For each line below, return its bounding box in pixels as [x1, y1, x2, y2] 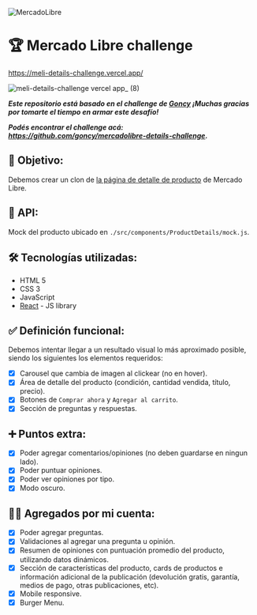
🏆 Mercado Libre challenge [8, 36, 193, 55]
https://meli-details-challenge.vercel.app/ [8, 68, 143, 77]
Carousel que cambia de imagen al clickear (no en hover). [19, 368, 207, 379]
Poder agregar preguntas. [19, 528, 104, 538]
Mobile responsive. [19, 589, 82, 598]
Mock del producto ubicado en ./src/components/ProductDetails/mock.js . [8, 227, 250, 236]
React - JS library [19, 301, 77, 311]
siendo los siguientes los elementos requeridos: [8, 353, 163, 363]
